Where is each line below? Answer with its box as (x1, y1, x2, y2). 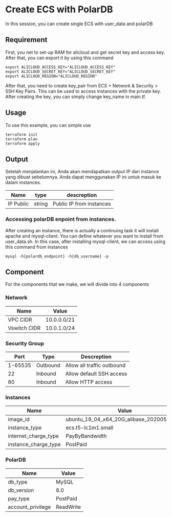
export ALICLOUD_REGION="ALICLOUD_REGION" (5, 73, 97, 79)
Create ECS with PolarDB (5, 4, 113, 15)
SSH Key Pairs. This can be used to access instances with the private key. (5, 88, 161, 94)
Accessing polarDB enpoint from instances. (5, 216, 116, 223)
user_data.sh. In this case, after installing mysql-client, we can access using (5, 238, 165, 245)
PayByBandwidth (66, 433, 107, 440)
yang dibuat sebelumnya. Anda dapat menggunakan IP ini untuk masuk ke (5, 174, 162, 180)
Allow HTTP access (65, 379, 113, 386)
